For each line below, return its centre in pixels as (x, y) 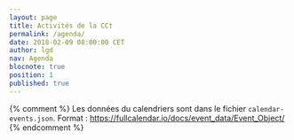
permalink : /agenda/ (48, 34)
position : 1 (31, 75)
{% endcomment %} (47, 127)
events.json (31, 119)
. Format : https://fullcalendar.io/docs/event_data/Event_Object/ (169, 118)
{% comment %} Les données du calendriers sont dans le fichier (128, 108)
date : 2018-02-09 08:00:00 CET (67, 42)
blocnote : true (37, 67)
